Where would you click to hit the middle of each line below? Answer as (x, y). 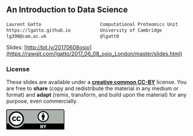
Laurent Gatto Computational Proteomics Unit (92, 24)
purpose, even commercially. (42, 101)
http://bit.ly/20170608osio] (59, 47)
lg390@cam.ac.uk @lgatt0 (63, 36)
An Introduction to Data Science (67, 10)
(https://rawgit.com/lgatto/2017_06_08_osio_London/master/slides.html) (94, 54)
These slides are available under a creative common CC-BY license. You (96, 82)
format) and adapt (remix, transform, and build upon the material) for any (96, 95)
